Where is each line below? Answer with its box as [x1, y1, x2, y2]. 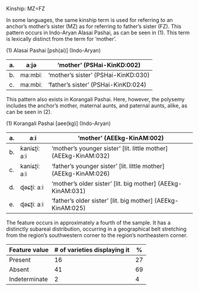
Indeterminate [9, 275, 49, 283]
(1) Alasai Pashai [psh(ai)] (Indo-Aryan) [6, 47, 101, 54]
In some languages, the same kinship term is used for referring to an [6, 17, 173, 23]
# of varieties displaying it [54, 246, 130, 254]
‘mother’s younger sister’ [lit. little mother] [51, 145, 168, 152]
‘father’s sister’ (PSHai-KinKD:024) [48, 81, 147, 88]
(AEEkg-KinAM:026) [51, 170, 110, 177]
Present [9, 256, 31, 264]
